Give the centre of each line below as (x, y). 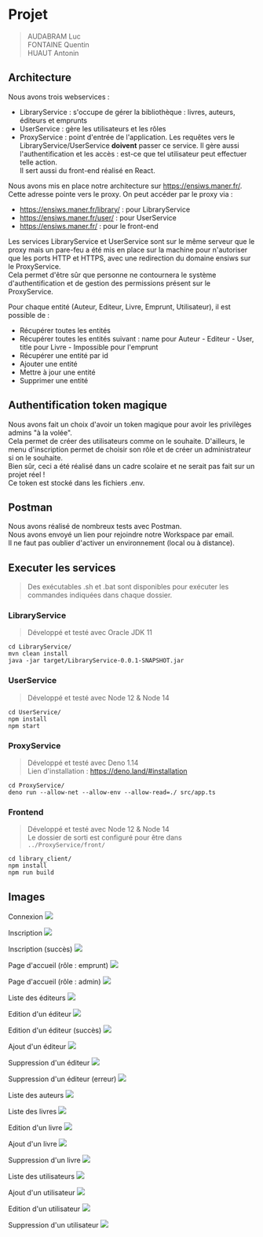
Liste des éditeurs (37, 998)
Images (27, 897)
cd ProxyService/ (37, 786)
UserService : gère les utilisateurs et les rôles (93, 128)
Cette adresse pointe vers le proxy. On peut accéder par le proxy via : (121, 194)
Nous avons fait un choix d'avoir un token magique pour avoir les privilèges (130, 424)
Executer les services (62, 568)
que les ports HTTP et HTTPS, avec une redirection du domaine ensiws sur (130, 258)
